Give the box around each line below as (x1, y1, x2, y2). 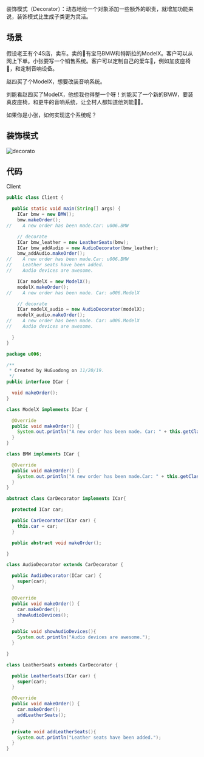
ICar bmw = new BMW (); (17, 212, 75, 218)
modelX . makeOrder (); (17, 284, 69, 290)
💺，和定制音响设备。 (6, 64, 58, 72)
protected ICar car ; (12, 506, 64, 513)
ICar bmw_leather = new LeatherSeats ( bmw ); (17, 239, 129, 245)
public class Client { (6, 195, 64, 201)
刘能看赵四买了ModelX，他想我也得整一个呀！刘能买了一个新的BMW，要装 (6, 91, 194, 98)
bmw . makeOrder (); (17, 217, 61, 223)
